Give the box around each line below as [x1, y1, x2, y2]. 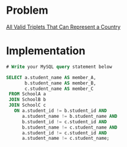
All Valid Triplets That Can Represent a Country [6, 23, 121, 30]
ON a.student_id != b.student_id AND [14, 108, 108, 114]
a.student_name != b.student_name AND [21, 113, 118, 119]
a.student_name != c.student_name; [21, 135, 110, 142]
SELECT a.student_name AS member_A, [6, 74, 96, 80]
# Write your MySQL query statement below [6, 64, 112, 70]
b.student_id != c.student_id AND [21, 118, 108, 125]
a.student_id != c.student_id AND [21, 130, 108, 136]
